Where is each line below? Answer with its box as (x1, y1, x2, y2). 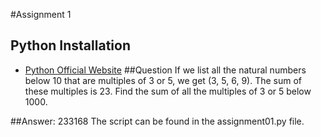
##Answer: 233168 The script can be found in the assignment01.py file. (10, 115, 305, 127)
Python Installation (10, 37, 131, 54)
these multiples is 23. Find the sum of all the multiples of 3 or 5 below (24, 85, 312, 97)
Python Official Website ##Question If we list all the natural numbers (24, 64, 307, 76)
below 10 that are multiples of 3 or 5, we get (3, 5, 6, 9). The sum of (24, 74, 302, 86)
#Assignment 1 (10, 9, 72, 20)
